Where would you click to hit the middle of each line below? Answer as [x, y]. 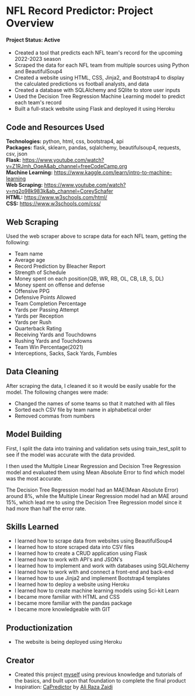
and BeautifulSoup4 [39, 71]
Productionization [39, 628]
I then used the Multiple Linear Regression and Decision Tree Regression [93, 466]
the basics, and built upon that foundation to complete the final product [100, 681]
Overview [30, 23]
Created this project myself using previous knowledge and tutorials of [98, 674]
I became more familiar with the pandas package [73, 603]
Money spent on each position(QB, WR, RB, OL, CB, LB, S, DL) [89, 279]
